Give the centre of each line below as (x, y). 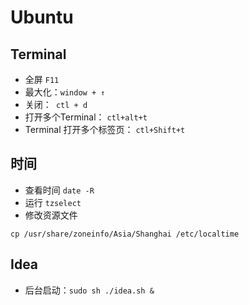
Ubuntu (42, 17)
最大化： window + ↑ (65, 92)
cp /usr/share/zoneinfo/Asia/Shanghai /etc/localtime (125, 234)
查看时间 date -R (59, 190)
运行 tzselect (53, 202)
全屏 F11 (42, 79)
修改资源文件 (51, 215)
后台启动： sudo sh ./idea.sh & (89, 290)
